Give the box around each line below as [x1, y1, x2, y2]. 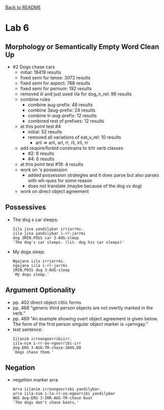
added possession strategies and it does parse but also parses [27, 172, 159, 178]
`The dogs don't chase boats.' [12, 400, 79, 405]
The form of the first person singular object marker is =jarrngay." [12, 321, 148, 327]
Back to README [5, 5, 41, 10]
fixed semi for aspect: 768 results [20, 80, 90, 86]
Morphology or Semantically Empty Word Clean [5, 42, 159, 51]
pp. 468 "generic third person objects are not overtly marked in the [12, 305, 153, 311]
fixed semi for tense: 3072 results [20, 75, 90, 80]
